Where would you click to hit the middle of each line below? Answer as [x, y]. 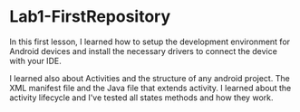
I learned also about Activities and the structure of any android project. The [150, 78]
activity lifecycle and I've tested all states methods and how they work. [141, 98]
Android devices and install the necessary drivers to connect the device [144, 51]
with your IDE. [35, 61]
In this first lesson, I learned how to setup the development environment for [150, 42]
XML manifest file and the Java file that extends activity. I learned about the [150, 88]
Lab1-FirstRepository [90, 17]
